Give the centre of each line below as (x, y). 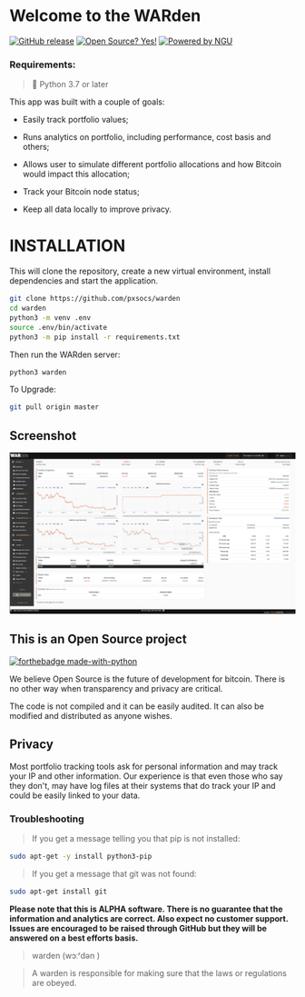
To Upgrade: (33, 389)
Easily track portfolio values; (75, 120)
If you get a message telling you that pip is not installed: (136, 839)
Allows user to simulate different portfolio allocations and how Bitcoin (152, 165)
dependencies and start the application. (84, 281)
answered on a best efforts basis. (74, 938)
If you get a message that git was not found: (114, 873)
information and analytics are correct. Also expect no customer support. (149, 918)
